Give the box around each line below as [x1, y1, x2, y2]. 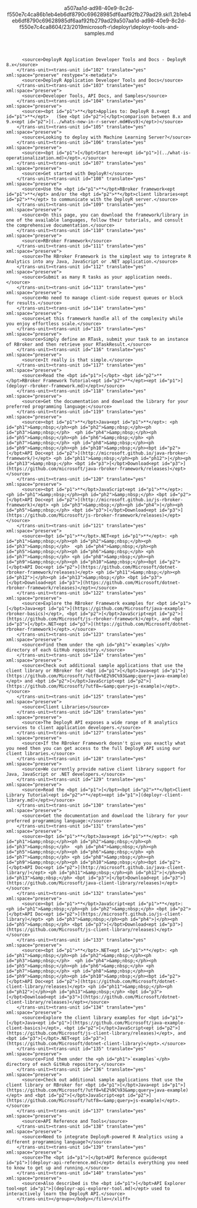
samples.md [84, 30, 114, 37]
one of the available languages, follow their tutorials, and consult [6, 217, 183, 223]
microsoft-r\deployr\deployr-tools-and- [83, 24, 179, 30]
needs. [156, 274, 173, 280]
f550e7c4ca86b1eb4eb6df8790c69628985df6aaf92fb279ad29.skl [6, 11, 170, 18]
